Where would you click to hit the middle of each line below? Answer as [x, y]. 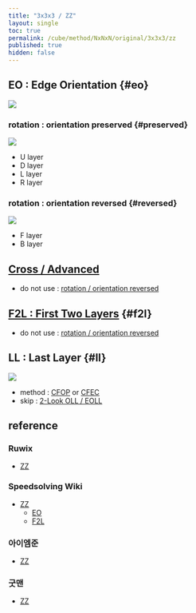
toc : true [25, 30]
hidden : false [32, 53]
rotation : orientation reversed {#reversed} [93, 203]
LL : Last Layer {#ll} [57, 358]
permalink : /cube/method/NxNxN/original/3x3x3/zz [92, 38]
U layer [31, 157]
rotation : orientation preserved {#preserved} [98, 125]
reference [33, 426]
